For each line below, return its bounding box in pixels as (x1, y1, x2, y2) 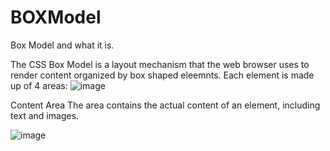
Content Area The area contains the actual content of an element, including (10, 99, 321, 111)
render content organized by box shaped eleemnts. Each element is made (10, 69, 315, 81)
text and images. (10, 109, 80, 121)
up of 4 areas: (10, 79, 68, 91)
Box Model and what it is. (10, 39, 115, 51)
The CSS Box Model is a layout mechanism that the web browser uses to (10, 58, 310, 70)
